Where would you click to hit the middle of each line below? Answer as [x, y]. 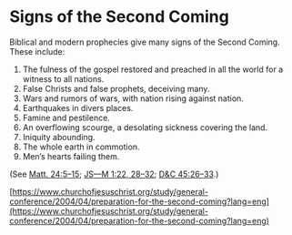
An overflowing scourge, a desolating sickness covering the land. [145, 127]
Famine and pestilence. [66, 117]
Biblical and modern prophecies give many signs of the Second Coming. [145, 42]
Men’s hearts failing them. [71, 156]
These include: [37, 51]
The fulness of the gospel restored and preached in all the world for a [153, 69]
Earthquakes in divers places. [78, 107]
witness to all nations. [63, 78]
